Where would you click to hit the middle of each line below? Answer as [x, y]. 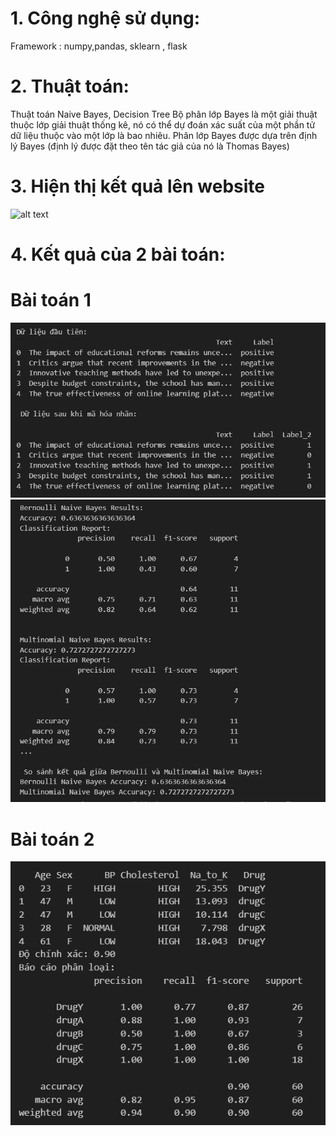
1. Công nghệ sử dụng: [105, 18]
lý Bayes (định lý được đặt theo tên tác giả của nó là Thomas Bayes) [150, 146]
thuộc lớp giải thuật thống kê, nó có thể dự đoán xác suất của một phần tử [163, 124]
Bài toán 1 [51, 300]
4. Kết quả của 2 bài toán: [118, 254]
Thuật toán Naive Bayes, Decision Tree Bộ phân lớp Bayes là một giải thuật [164, 114]
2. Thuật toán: [70, 86]
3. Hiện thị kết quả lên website [137, 186]
